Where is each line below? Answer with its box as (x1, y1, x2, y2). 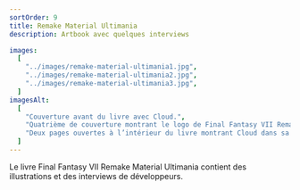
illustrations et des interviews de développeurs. (9, 170, 183, 181)
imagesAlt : (9, 95, 50, 104)
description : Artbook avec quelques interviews (9, 29, 190, 38)
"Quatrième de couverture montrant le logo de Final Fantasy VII (25, 120, 274, 129)
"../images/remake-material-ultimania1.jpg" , (25, 62, 198, 71)
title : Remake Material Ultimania (9, 21, 138, 30)
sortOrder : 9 (9, 12, 58, 22)
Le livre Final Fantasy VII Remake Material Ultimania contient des (9, 161, 247, 172)
